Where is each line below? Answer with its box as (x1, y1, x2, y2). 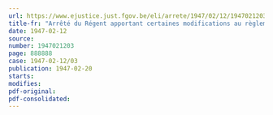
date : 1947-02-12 (8, 27, 67, 35)
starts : (8, 72, 35, 80)
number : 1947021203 (8, 42, 75, 50)
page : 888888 (8, 49, 53, 57)
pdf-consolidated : (8, 95, 71, 103)
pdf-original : (8, 87, 57, 96)
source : (8, 34, 35, 43)
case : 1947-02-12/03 (8, 57, 79, 66)
